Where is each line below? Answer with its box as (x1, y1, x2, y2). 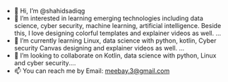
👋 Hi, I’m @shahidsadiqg (13, 7, 85, 15)
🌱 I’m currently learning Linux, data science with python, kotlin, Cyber (13, 36, 217, 45)
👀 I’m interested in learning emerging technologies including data (13, 14, 203, 22)
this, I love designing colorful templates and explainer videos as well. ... (13, 29, 222, 37)
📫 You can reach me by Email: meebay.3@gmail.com (13, 67, 170, 75)
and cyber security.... (13, 59, 76, 67)
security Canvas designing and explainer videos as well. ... (13, 44, 185, 52)
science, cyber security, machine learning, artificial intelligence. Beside (13, 22, 222, 29)
